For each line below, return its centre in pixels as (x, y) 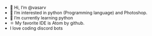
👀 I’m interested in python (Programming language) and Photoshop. (78, 13)
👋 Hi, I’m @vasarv (28, 8)
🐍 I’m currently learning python (41, 18)
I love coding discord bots (36, 28)
